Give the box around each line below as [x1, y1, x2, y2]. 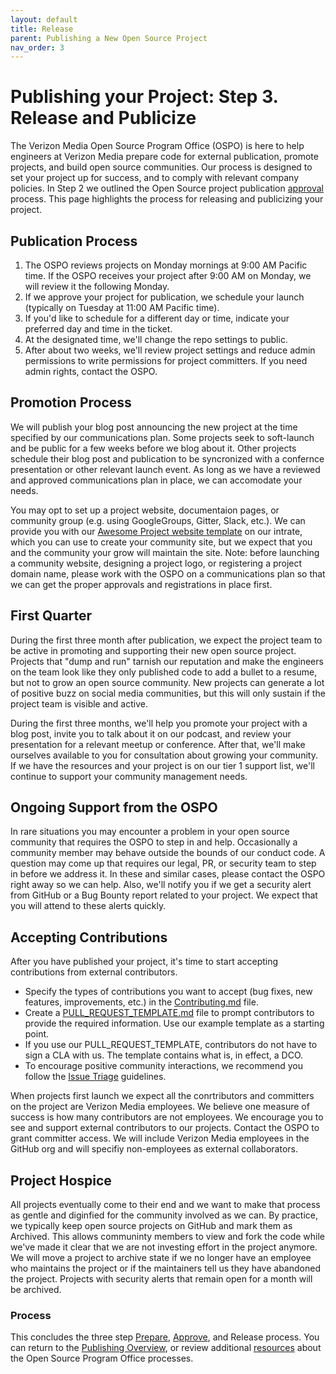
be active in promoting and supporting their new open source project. [10, 644, 297, 656]
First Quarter [10, 607, 93, 625]
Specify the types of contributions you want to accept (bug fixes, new [24, 986, 313, 998]
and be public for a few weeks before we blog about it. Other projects [10, 442, 297, 454]
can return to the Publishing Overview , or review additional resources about [10, 1342, 322, 1354]
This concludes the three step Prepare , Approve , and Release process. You [10, 1331, 320, 1343]
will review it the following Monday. [24, 281, 170, 292]
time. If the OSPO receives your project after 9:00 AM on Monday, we [24, 270, 312, 281]
